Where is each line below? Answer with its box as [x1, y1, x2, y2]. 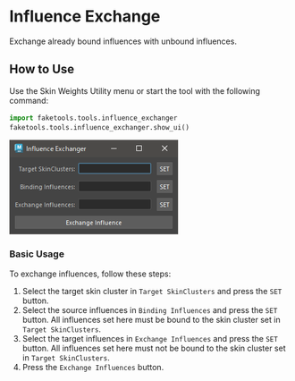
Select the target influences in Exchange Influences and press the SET [21, 333, 279, 343]
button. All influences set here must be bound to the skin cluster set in [21, 314, 281, 325]
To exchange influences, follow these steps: [9, 268, 172, 279]
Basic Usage [9, 248, 65, 260]
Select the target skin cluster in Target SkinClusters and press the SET [21, 285, 282, 296]
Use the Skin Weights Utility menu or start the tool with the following [9, 85, 261, 96]
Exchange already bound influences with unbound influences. [9, 36, 237, 47]
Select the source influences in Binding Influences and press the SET [21, 304, 278, 315]
